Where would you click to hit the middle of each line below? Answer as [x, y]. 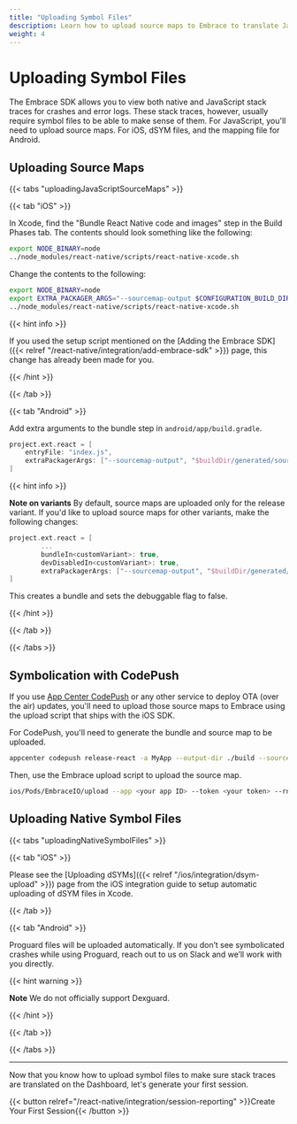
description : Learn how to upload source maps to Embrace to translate [144, 26]
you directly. [32, 963]
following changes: [44, 522]
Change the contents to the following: [78, 273]
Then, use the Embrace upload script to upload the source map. [126, 774]
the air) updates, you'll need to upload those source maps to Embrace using [147, 706]
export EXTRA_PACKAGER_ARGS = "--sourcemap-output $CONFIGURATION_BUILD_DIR [150, 298]
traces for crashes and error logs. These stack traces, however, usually [139, 112]
